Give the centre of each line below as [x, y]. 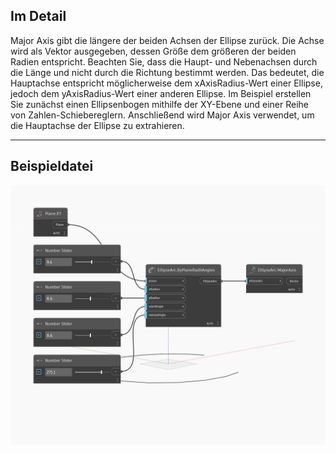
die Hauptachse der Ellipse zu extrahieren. [97, 125]
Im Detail [38, 16]
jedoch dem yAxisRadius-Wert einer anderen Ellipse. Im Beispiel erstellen [161, 93]
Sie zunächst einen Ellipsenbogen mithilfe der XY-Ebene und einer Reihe [159, 104]
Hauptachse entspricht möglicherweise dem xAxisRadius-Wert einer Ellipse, [166, 83]
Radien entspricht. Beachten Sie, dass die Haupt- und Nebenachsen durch [164, 61]
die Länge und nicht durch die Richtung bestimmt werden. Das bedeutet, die [167, 72]
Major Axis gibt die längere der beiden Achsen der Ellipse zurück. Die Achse [167, 40]
